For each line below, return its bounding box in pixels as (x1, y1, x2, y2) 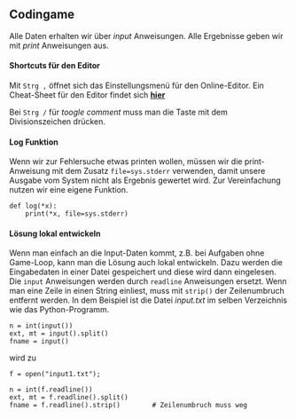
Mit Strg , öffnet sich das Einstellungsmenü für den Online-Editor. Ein (9, 80, 264, 91)
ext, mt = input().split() (9, 329, 109, 338)
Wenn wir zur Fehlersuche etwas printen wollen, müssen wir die (9, 156, 243, 167)
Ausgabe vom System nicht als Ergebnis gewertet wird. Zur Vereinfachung (9, 175, 281, 185)
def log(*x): (9, 201, 58, 211)
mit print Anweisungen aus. (9, 40, 109, 51)
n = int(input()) (9, 321, 74, 331)
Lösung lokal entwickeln (9, 228, 101, 239)
